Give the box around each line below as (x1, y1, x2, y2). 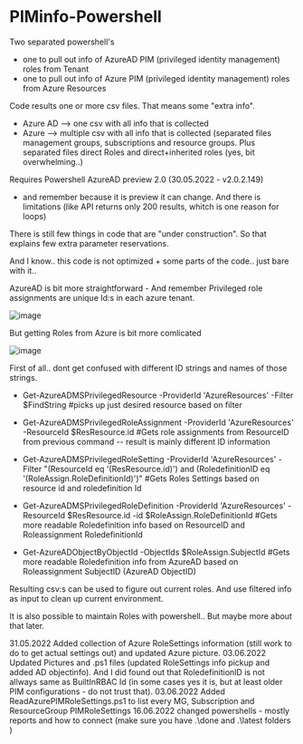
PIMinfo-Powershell (9, 6, 163, 27)
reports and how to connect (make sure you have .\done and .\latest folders (9, 714, 291, 726)
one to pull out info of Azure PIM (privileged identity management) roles (22, 72, 290, 83)
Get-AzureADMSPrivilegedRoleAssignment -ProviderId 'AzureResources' (22, 417, 294, 428)
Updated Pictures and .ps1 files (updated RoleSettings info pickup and (9, 657, 270, 668)
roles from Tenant (22, 63, 90, 74)
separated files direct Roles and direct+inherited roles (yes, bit (22, 147, 255, 158)
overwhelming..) (22, 156, 84, 167)
